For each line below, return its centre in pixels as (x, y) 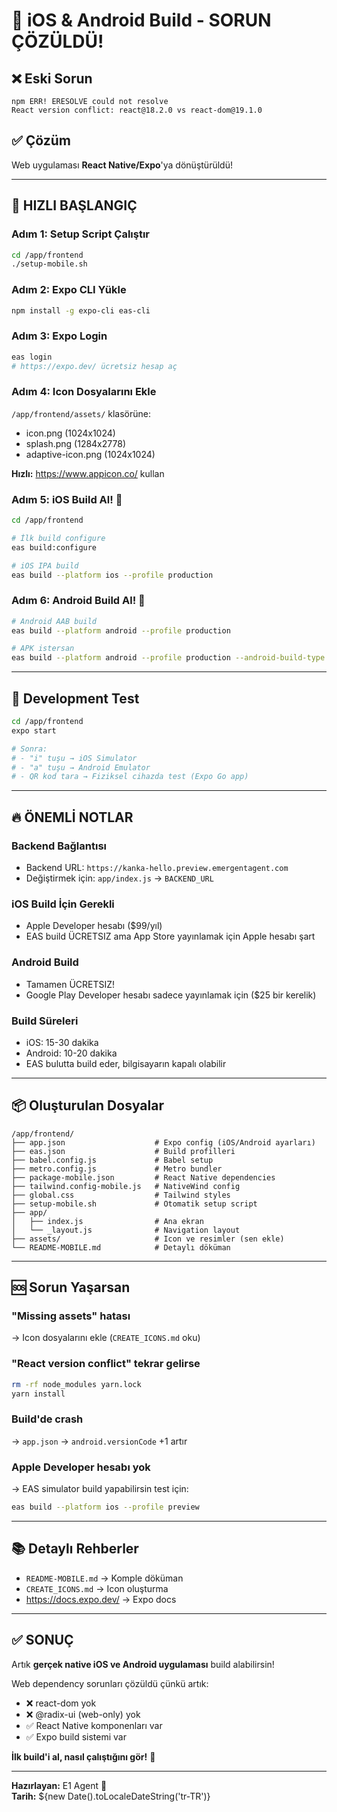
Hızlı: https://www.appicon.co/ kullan (88, 473)
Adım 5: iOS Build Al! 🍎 (67, 499)
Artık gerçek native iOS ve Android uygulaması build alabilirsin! (143, 1664)
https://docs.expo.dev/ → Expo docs (101, 1599)
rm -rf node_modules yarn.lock (76, 1384)
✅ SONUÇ (42, 1640)
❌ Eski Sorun (52, 78)
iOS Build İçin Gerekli (63, 904)
